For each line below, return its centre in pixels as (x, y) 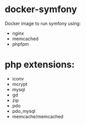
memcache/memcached (38, 116)
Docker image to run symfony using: (43, 23)
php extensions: (40, 65)
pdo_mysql (24, 111)
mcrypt (20, 84)
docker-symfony (41, 9)
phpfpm (20, 44)
